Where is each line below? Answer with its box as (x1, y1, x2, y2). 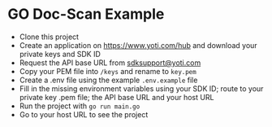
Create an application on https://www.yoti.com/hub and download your (19, 40, 257, 50)
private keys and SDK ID (19, 49, 101, 59)
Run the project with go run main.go (19, 101, 140, 111)
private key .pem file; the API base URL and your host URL (19, 92, 214, 102)
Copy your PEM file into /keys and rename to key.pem (19, 66, 196, 76)
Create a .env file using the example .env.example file (19, 75, 198, 85)
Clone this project (19, 32, 79, 42)
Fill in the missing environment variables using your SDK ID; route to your (19, 83, 264, 94)
